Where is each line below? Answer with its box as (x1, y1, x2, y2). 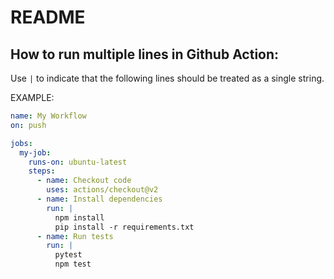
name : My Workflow (10, 111, 87, 121)
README (10, 6, 86, 29)
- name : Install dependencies (36, 194, 163, 204)
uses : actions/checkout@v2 (46, 185, 159, 195)
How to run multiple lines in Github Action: (10, 46, 280, 63)
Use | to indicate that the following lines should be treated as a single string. (10, 72, 325, 84)
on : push (10, 120, 47, 130)
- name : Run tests (36, 231, 114, 241)
